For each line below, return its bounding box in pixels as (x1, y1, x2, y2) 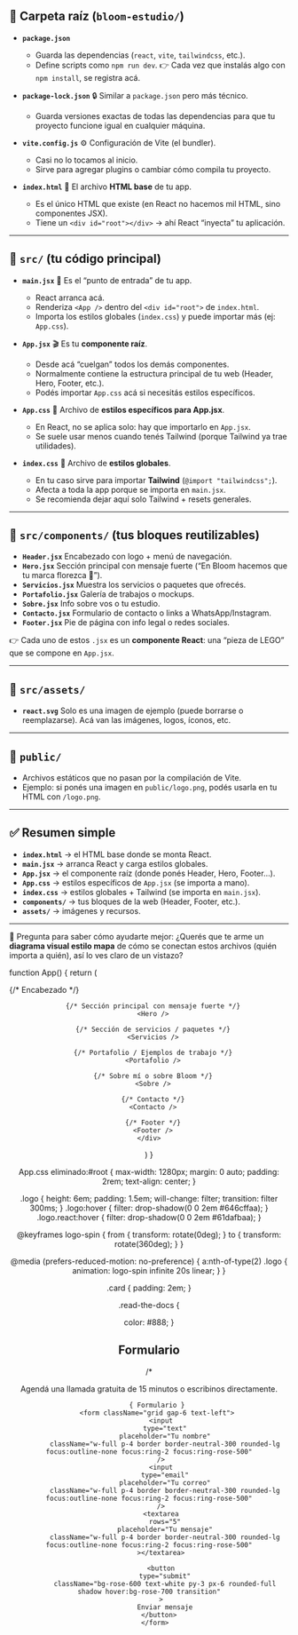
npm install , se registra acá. (35, 72, 140, 83)
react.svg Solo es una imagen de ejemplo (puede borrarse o (21, 705, 244, 716)
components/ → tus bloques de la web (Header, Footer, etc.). (21, 896, 241, 907)
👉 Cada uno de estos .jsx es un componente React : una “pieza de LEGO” (9, 635, 285, 646)
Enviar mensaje (137, 1602, 193, 1612)
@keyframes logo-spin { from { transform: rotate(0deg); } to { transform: (16, 1229, 282, 1240)
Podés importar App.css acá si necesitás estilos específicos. (35, 387, 255, 398)
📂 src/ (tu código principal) (9, 251, 161, 266)
